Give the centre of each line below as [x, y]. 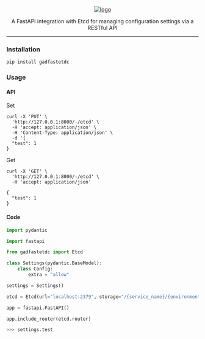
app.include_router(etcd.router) [49, 319]
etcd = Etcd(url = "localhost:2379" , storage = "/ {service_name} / [87, 297]
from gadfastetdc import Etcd [45, 252]
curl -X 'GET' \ [27, 171]
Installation [23, 49]
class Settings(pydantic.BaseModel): [54, 263]
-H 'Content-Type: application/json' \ [63, 133]
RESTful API [103, 28]
